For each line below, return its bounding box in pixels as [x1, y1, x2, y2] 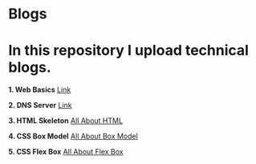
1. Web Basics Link [8, 85, 71, 94]
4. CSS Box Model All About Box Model [8, 131, 138, 141]
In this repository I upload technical [8, 42, 249, 60]
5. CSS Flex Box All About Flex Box [8, 147, 124, 157]
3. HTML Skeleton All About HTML [8, 116, 123, 126]
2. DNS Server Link [8, 101, 72, 110]
